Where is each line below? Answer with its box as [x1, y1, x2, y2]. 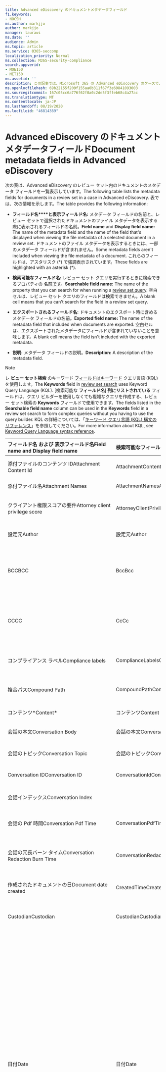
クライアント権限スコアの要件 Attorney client [7, 502, 111, 509]
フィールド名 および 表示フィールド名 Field [7, 441, 106, 448]
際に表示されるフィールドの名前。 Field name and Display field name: [12, 223, 155, 229]
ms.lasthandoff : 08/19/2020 [5, 104, 63, 109]
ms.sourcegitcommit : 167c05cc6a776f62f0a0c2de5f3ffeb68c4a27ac [5, 90, 138, 95]
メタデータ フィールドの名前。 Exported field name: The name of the [12, 315, 153, 321]
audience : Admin [5, 40, 39, 45]
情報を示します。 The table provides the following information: [22, 201, 148, 206]
